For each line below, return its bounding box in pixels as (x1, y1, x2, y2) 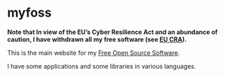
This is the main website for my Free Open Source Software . (7, 49, 180, 57)
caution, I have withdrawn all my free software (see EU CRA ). (7, 35, 187, 43)
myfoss (7, 5, 52, 21)
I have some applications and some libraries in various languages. (7, 62, 196, 70)
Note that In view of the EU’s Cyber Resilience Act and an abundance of (7, 28, 218, 36)
